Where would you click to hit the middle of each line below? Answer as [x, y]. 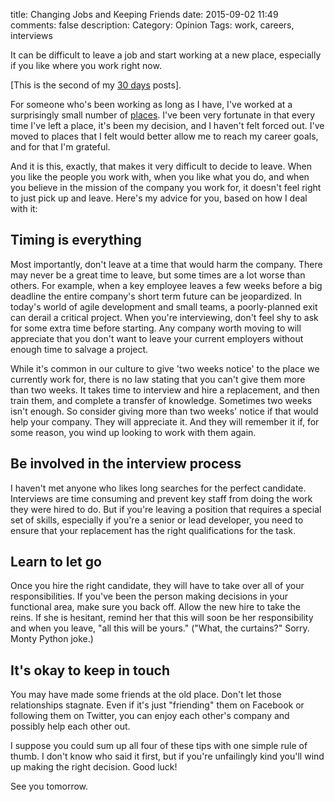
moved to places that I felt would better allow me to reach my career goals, [164, 136]
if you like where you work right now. [86, 65]
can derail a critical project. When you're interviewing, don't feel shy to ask [164, 317]
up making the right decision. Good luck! [94, 767]
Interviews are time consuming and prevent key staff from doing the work [161, 498]
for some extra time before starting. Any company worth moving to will [156, 328]
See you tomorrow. [49, 786]
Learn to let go [56, 562]
